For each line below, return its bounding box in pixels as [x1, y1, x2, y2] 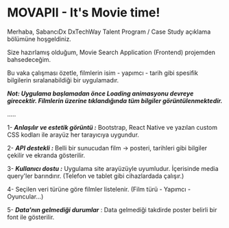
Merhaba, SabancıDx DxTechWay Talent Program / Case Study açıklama [7, 27, 211, 36]
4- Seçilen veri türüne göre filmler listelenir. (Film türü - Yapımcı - [7, 185, 191, 193]
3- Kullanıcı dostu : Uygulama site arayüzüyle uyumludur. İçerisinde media [7, 164, 219, 172]
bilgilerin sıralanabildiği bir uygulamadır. [7, 76, 119, 84]
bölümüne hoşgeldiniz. [7, 34, 72, 43]
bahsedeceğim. [7, 55, 51, 63]
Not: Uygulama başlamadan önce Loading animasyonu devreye [7, 89, 194, 98]
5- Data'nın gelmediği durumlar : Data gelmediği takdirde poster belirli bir [7, 205, 217, 214]
